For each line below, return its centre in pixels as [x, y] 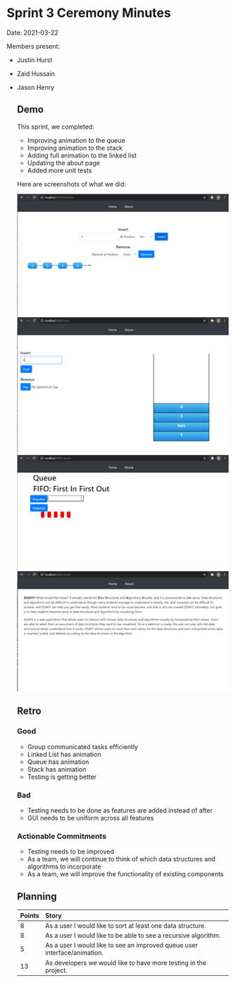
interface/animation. [74, 953]
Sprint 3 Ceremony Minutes [89, 13]
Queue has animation [58, 762]
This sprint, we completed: [55, 126]
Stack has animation [57, 769]
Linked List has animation [64, 754]
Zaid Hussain [36, 73]
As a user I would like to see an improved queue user [121, 946]
